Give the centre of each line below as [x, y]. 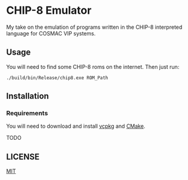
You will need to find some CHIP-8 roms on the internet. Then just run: [93, 67]
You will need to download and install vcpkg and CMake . [76, 126]
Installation [28, 96]
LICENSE [23, 157]
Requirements [27, 113]
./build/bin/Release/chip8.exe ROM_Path [57, 78]
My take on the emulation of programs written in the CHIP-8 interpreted [94, 27]
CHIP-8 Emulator [49, 10]
